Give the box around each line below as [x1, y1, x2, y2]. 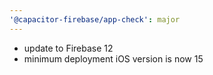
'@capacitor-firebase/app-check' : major [9, 14, 181, 25]
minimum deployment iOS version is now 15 [23, 52, 204, 65]
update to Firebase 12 [23, 42, 114, 54]
